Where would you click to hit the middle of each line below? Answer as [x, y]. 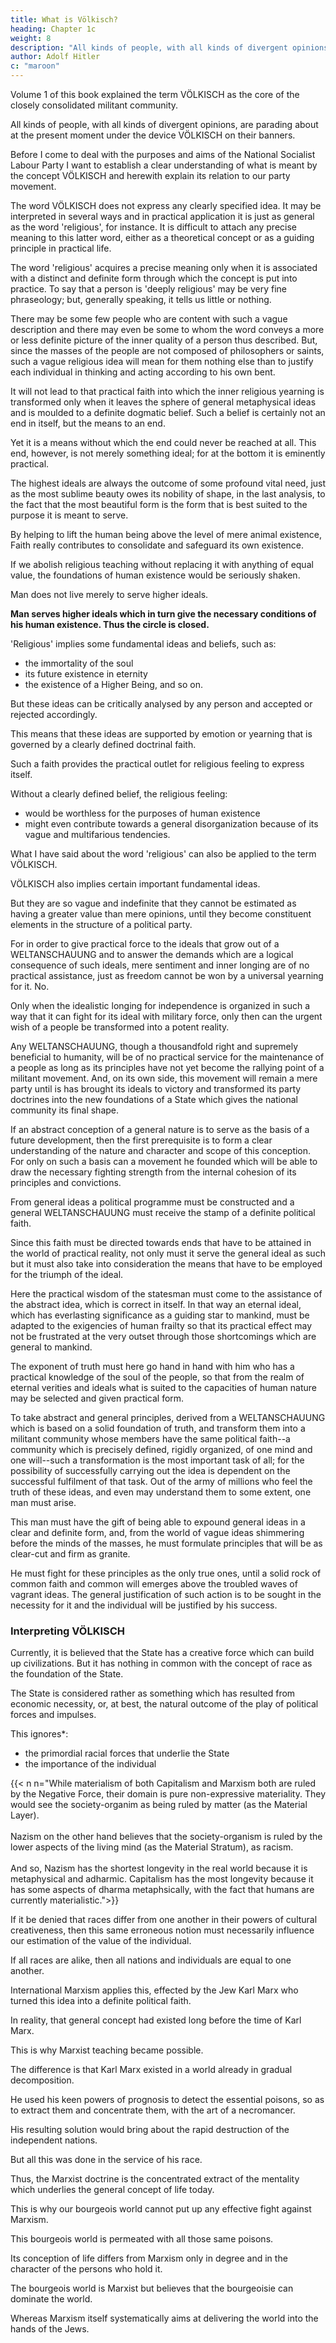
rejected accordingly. [54, 714]
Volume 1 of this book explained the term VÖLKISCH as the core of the [155, 94]
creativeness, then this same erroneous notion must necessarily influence [162, 1930]
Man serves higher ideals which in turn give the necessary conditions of [163, 614]
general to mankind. [51, 1347]
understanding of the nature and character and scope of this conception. [161, 1150]
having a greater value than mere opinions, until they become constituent [161, 914]
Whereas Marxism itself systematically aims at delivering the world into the [164, 2318]
